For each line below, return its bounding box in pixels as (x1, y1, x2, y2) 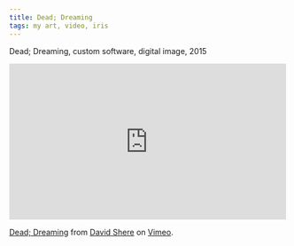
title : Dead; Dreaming (9, 12, 93, 22)
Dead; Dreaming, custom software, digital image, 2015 (9, 45, 207, 56)
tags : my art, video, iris (9, 21, 109, 30)
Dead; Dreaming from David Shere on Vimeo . (9, 226, 174, 237)
